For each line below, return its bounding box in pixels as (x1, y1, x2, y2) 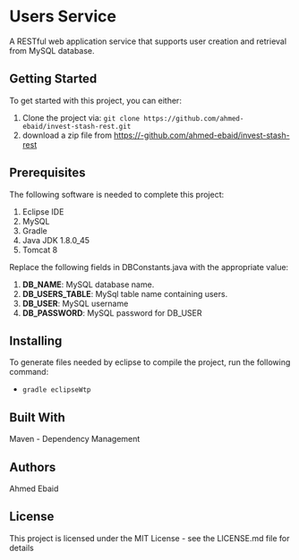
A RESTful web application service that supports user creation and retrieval (9, 36, 287, 47)
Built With (9, 410, 65, 425)
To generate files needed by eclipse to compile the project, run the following (9, 357, 291, 368)
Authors (9, 459, 56, 475)
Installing (9, 333, 63, 348)
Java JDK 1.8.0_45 (21, 234, 90, 245)
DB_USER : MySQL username (21, 298, 129, 309)
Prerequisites (9, 165, 86, 181)
